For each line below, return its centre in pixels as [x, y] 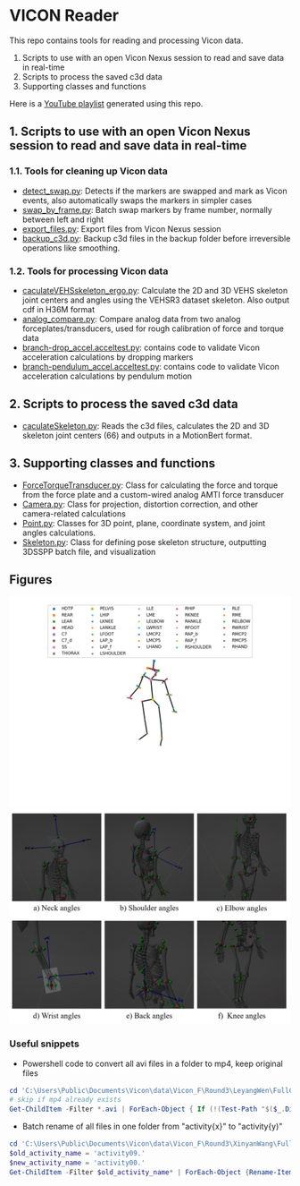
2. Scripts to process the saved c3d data [124, 404]
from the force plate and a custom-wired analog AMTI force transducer [153, 494]
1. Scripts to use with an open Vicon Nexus [130, 132]
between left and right [63, 219]
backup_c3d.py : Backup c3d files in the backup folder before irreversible [156, 238]
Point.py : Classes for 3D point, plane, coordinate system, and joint [144, 523]
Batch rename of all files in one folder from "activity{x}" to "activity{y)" [152, 1126]
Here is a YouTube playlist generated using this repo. [106, 103]
